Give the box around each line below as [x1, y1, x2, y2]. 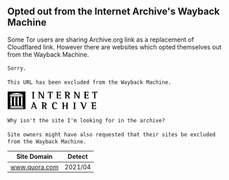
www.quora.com [10, 162, 58, 171]
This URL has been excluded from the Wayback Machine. [7, 79, 172, 86]
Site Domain [16, 153, 53, 161]
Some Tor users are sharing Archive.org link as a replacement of [7, 35, 194, 44]
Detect [68, 153, 88, 161]
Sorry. [7, 65, 27, 72]
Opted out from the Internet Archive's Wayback [7, 6, 220, 18]
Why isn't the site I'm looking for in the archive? [7, 117, 166, 124]
